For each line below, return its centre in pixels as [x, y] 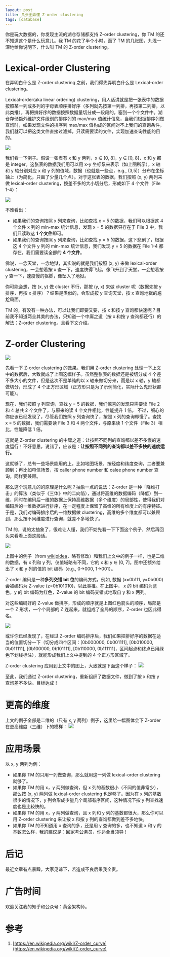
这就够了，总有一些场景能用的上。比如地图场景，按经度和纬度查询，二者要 [83, 464]
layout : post [19, 10]
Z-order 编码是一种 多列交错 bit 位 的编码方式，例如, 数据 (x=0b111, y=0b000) [84, 580]
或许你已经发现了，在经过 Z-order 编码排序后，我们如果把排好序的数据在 [81, 636]
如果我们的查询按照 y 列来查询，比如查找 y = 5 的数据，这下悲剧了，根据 [88, 240]
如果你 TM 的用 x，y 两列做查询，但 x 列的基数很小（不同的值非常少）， [87, 788]
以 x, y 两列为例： [24, 764]
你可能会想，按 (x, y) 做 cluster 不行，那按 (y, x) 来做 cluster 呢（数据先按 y [83, 287]
